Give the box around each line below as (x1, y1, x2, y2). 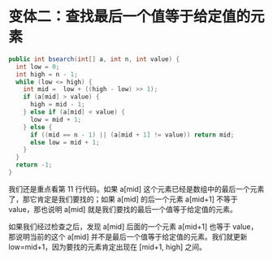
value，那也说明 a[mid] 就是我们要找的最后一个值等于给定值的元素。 (8, 204, 237, 214)
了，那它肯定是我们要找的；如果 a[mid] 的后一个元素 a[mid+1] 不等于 (8, 194, 238, 204)
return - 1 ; (15, 161, 53, 169)
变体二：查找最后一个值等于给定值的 (8, 7, 251, 26)
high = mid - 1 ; (29, 101, 85, 109)
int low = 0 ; (15, 63, 60, 71)
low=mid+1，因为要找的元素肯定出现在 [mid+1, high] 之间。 (8, 241, 207, 252)
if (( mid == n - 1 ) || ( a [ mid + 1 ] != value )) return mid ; (29, 131, 235, 139)
